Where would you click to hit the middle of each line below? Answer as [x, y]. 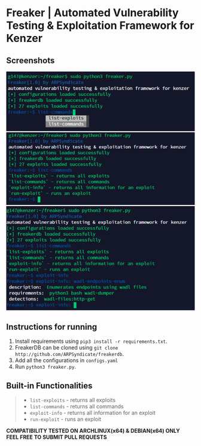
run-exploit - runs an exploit [66, 419]
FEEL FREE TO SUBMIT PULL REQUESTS [57, 437]
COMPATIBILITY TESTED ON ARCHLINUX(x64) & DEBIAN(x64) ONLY [93, 431]
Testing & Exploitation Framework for [100, 25]
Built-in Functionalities [49, 386]
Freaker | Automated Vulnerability [92, 13]
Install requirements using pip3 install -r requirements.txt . [91, 341]
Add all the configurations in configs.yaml [66, 360]
